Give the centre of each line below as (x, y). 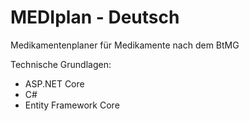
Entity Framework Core (72, 105)
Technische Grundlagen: (61, 64)
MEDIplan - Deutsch (95, 17)
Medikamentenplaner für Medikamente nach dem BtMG (125, 45)
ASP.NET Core (54, 83)
